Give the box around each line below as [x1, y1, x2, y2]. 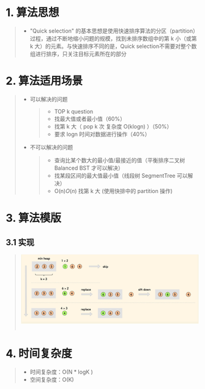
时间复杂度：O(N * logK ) [29, 368, 93, 375]
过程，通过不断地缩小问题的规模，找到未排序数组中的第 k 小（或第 [29, 34, 197, 42]
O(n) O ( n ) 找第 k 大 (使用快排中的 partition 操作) [54, 187, 173, 194]
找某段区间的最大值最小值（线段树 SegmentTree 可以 [54, 171, 188, 179]
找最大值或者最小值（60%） [54, 115, 126, 122]
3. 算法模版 [6, 211, 62, 225]
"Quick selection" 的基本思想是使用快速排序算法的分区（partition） [29, 27, 198, 34]
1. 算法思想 [6, 6, 59, 20]
